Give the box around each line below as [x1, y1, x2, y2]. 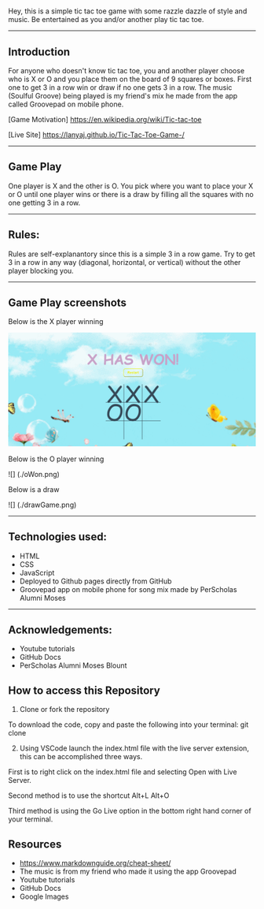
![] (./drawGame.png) [8, 500, 77, 509]
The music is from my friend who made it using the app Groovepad [19, 866, 237, 877]
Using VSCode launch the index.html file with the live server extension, [19, 743, 250, 753]
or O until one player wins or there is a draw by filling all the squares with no [8, 189, 254, 199]
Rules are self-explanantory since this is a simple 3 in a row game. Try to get [8, 249, 255, 259]
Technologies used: [8, 531, 108, 544]
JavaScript [19, 568, 55, 577]
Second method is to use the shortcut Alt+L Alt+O [8, 791, 170, 800]
